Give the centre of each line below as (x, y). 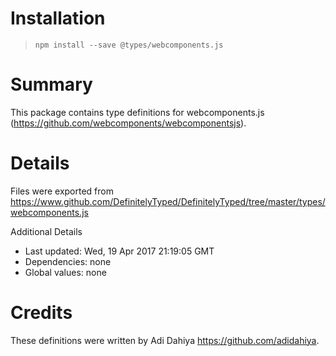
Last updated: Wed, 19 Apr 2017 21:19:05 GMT (119, 251)
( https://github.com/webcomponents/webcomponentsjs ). (128, 123)
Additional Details (46, 231)
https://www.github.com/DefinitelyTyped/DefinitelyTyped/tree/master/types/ (168, 201)
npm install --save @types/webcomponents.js (129, 45)
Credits (41, 313)
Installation (58, 18)
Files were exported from (62, 191)
